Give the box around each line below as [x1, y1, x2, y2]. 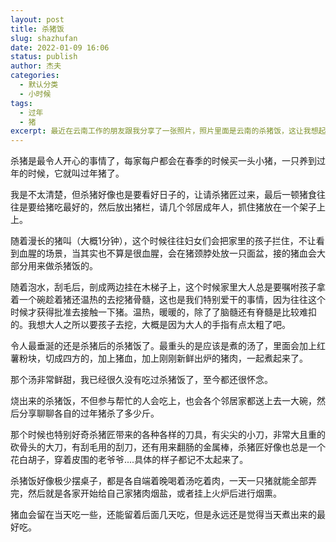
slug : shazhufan [10, 33, 78, 43]
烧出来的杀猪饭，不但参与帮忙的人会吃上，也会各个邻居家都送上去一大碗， [10, 395, 317, 407]
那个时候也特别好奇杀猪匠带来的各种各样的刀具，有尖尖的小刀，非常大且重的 [10, 429, 326, 441]
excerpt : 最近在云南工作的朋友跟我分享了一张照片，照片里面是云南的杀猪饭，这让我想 [10, 126, 319, 136]
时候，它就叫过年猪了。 [27, 167, 125, 180]
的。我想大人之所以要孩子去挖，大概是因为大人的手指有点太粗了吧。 [10, 319, 291, 331]
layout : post [10, 14, 65, 25]
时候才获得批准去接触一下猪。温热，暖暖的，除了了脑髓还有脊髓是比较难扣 [10, 306, 317, 318]
